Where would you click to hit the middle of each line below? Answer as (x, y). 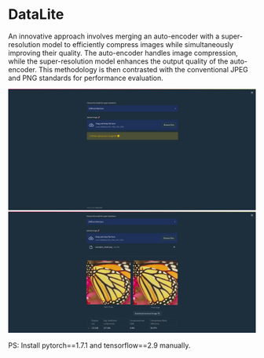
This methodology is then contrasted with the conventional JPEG (143, 69)
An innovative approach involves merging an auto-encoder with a (114, 36)
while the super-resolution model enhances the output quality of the (118, 61)
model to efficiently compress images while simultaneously (138, 44)
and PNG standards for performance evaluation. (86, 78)
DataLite (36, 15)
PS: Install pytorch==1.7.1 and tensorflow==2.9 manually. (99, 345)
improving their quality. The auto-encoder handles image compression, (123, 53)
